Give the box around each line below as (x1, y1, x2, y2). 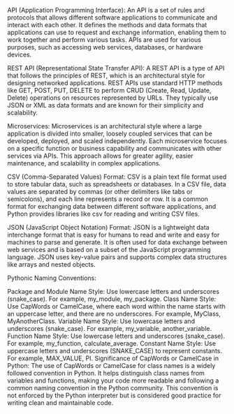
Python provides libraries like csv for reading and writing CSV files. (7, 209, 200, 218)
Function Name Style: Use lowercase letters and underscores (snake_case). (7, 332, 226, 340)
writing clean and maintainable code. (7, 399, 114, 407)
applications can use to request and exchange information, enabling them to (7, 28, 227, 36)
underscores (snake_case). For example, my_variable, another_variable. (7, 325, 212, 332)
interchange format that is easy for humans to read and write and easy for (7, 230, 220, 239)
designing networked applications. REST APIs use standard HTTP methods (7, 79, 223, 87)
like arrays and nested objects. (7, 260, 96, 268)
